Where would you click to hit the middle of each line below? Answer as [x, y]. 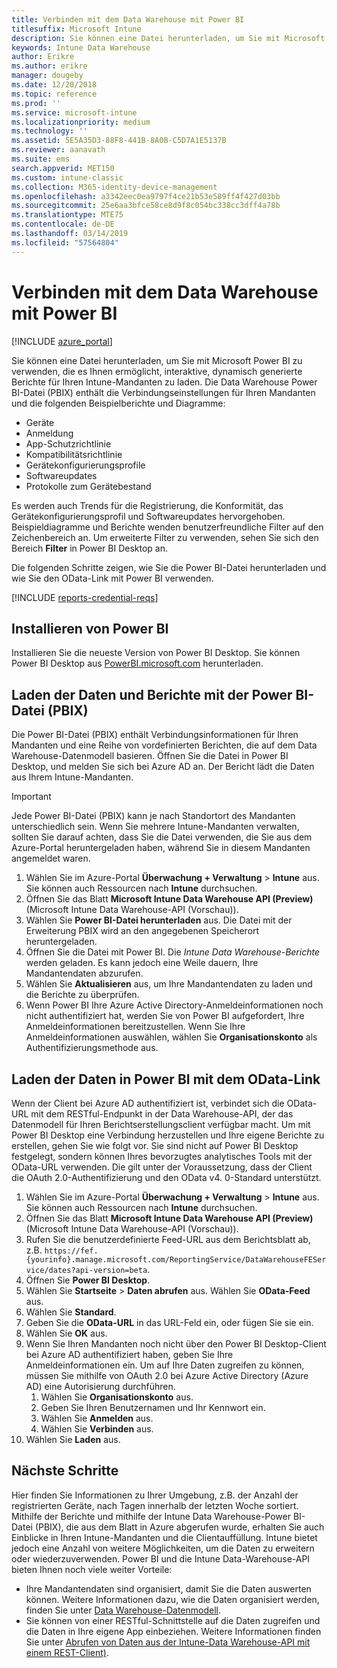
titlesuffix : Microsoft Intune [76, 29]
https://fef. [71, 1251]
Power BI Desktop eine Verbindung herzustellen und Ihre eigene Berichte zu [168, 1135]
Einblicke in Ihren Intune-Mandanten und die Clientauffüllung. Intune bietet [164, 1537]
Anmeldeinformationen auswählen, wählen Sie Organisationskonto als [171, 1037]
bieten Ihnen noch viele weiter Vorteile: [92, 1569]
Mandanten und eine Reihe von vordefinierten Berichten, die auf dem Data [164, 745]
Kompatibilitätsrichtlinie [74, 454]
